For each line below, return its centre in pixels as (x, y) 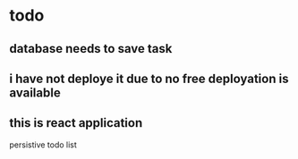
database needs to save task (91, 49)
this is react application (76, 123)
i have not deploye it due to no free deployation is (149, 78)
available (35, 92)
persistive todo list (43, 145)
